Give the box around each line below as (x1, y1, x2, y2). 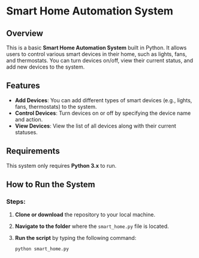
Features (6, 81, 40, 91)
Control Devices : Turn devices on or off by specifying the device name (14, 109, 191, 117)
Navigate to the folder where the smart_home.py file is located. (14, 223, 169, 230)
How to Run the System (6, 179, 95, 190)
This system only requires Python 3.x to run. (6, 162, 117, 169)
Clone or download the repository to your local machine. (14, 211, 156, 218)
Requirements (6, 146, 60, 156)
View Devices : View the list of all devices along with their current (14, 122, 177, 129)
